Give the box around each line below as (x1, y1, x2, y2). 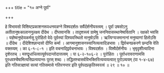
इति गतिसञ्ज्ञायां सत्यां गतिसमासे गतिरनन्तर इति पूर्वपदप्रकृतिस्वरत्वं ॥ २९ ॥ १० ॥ (5, 62, 129, 68)
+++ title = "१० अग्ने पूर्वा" (5, 5, 51, 10)
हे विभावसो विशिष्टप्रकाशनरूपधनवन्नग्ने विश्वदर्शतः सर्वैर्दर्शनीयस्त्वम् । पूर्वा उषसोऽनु (5, 24, 128, 29)
